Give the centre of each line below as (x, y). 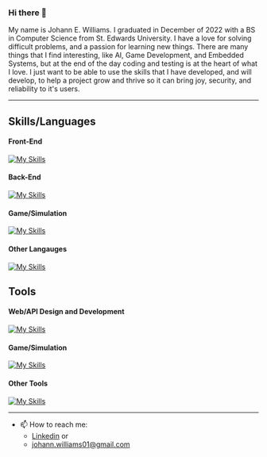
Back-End (25, 177)
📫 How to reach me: (54, 424)
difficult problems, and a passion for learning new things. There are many (128, 47)
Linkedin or (50, 436)
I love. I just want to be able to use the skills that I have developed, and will (130, 72)
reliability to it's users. (44, 89)
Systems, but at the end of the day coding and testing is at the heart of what (133, 63)
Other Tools (28, 383)
